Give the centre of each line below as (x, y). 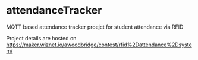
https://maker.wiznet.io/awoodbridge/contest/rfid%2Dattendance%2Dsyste (99, 45)
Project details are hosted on (41, 38)
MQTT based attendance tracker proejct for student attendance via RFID (95, 27)
